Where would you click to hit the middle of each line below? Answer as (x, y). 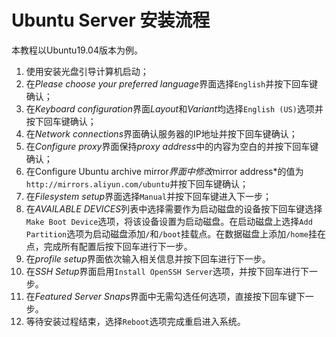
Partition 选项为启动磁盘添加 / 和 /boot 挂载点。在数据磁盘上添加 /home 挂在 (175, 233)
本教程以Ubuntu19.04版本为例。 (77, 50)
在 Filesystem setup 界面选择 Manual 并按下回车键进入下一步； (149, 196)
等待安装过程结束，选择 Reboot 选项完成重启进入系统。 (135, 321)
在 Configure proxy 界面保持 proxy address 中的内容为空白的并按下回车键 (172, 146)
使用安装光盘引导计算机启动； (87, 71)
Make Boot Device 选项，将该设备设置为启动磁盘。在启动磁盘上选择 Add (169, 221)
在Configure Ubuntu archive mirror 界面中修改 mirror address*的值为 (164, 171)
